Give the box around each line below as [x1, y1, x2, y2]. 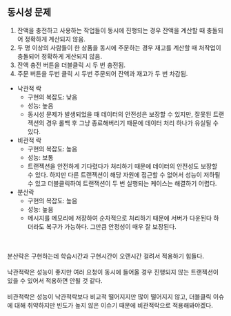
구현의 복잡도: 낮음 [27, 93, 78, 101]
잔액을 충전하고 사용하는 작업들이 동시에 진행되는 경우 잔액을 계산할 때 [17, 26, 205, 35]
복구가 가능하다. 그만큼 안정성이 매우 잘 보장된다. [46, 222, 177, 230]
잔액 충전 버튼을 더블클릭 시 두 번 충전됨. [17, 61, 126, 69]
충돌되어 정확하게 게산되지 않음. [17, 52, 102, 60]
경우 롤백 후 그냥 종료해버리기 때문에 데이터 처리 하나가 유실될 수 [46, 118, 219, 127]
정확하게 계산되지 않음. [24, 35, 86, 43]
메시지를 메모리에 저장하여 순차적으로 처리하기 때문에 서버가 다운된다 [27, 214, 212, 222]
